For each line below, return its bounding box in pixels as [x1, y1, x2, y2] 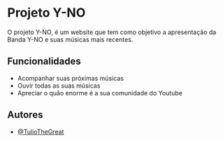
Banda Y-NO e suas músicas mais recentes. [7, 35, 134, 43]
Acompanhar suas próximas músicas [17, 74, 124, 82]
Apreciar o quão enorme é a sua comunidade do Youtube [17, 88, 183, 97]
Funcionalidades [7, 56, 82, 68]
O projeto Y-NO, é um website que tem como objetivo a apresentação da [7, 28, 217, 36]
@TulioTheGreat [17, 127, 64, 136]
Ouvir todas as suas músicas [17, 81, 101, 90]
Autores [7, 109, 43, 121]
